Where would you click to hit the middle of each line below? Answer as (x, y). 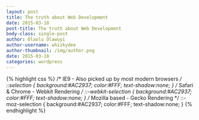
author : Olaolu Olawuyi (36, 39)
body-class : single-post (37, 34)
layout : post (22, 12)
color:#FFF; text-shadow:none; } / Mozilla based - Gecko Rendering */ (93, 98)
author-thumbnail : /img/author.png (50, 51)
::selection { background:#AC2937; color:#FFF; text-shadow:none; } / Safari (100, 85)
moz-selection (24, 104)
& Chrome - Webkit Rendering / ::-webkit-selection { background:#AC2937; (99, 91)
